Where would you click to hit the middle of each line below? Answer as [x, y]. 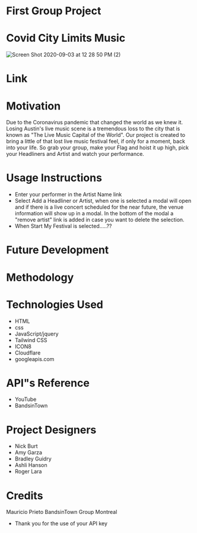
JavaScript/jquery [36, 334]
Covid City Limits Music [66, 38]
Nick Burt [26, 446]
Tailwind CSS [31, 340]
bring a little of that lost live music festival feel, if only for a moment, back [96, 142]
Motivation [34, 106]
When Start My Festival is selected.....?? [63, 226]
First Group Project [54, 11]
